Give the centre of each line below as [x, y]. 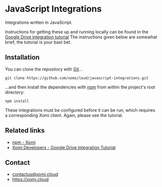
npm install [17, 101]
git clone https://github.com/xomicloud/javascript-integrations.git [77, 78]
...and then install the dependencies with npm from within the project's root [80, 87]
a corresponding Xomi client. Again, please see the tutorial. [64, 115]
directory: [15, 92]
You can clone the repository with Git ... [44, 69]
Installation [22, 58]
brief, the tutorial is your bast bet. [38, 42]
